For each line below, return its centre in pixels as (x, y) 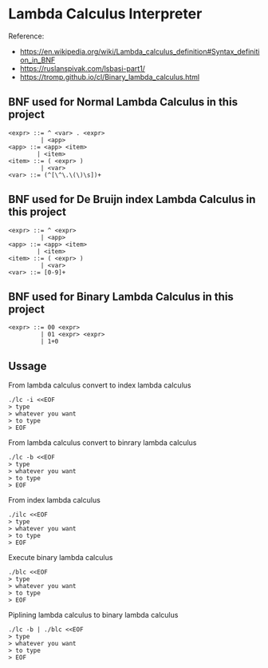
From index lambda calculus (55, 500)
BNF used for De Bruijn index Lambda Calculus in (132, 199)
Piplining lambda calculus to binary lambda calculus (93, 615)
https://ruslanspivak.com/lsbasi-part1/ (83, 68)
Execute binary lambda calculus (61, 558)
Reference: (26, 36)
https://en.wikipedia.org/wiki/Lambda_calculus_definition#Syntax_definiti (140, 51)
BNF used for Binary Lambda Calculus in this (121, 296)
